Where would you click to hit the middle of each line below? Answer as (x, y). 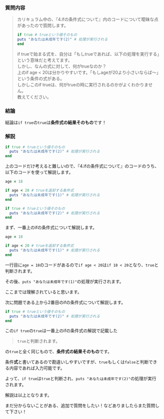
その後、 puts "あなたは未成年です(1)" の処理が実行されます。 (64, 281)
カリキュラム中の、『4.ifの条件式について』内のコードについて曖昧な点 (88, 19)
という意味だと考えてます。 (45, 60)
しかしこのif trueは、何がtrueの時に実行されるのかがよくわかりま (82, 84)
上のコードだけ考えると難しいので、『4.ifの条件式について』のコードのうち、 (82, 166)
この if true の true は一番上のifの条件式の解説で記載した (61, 331)
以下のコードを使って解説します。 (39, 172)
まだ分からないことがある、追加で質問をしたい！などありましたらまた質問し (82, 406)
